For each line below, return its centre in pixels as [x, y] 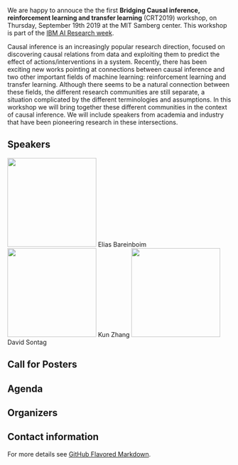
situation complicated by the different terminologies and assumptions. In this [119, 100]
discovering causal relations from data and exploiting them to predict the [114, 54]
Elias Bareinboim [122, 244]
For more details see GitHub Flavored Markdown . [79, 454]
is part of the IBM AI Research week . [61, 33]
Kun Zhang [114, 334]
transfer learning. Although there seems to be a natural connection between [118, 84]
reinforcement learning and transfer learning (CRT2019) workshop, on [112, 18]
